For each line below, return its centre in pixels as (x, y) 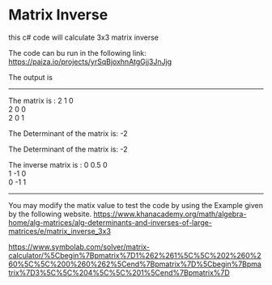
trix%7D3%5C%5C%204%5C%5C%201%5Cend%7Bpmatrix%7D (119, 272)
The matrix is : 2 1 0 (41, 100)
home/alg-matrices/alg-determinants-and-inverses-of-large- (110, 222)
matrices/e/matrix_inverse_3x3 (60, 231)
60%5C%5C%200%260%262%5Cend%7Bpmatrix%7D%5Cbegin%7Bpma (135, 264)
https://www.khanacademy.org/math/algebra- (170, 214)
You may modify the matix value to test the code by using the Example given (136, 205)
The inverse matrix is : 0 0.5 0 (58, 164)
